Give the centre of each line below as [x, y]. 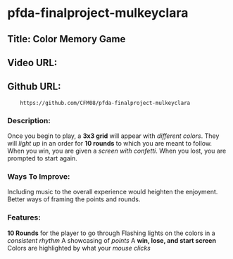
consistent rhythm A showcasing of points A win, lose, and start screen [112, 240]
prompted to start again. [42, 158]
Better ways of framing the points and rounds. [74, 199]
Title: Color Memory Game [67, 39]
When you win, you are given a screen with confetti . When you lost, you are [117, 151]
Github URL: [34, 87]
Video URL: [32, 62]
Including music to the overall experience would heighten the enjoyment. [113, 192]
